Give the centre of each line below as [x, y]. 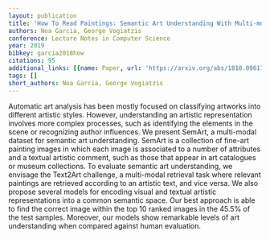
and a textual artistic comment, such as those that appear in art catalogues [132, 157]
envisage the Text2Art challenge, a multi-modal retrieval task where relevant [135, 175]
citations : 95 [32, 61]
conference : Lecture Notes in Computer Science [90, 38]
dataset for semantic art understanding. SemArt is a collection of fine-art [129, 140]
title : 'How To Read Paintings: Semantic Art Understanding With [120, 23]
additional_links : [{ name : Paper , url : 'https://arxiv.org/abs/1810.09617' [138, 68]
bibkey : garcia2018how [46, 53]
